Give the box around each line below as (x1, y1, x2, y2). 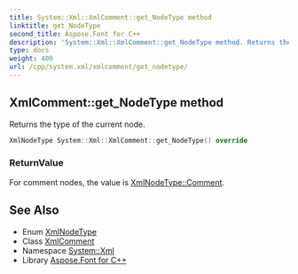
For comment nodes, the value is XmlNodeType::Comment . (9, 176, 224, 187)
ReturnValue (9, 157, 64, 169)
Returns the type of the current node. (9, 119, 145, 129)
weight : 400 (9, 54, 53, 63)
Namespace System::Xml (21, 245, 115, 255)
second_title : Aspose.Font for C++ (9, 29, 141, 38)
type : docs (9, 46, 50, 55)
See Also (9, 203, 59, 218)
